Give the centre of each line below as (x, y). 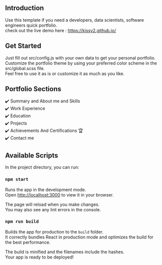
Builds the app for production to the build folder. (54, 232)
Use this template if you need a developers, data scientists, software (75, 20)
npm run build (22, 222)
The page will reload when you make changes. (52, 204)
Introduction (25, 8)
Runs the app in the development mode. (46, 190)
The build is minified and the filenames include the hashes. (65, 252)
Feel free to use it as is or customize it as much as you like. (65, 73)
